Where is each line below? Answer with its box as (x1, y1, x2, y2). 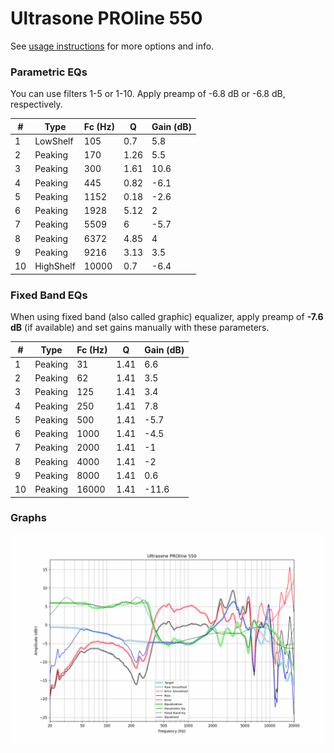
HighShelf (34, 260, 76, 272)
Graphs (10, 511, 47, 525)
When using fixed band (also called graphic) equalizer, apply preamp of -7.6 (10, 311, 324, 323)
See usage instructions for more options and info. (10, 40, 215, 52)
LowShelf (34, 135, 74, 147)
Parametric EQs (10, 65, 88, 79)
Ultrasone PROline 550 (10, 7, 203, 30)
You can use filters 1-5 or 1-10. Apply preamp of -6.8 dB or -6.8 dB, (10, 88, 286, 100)
